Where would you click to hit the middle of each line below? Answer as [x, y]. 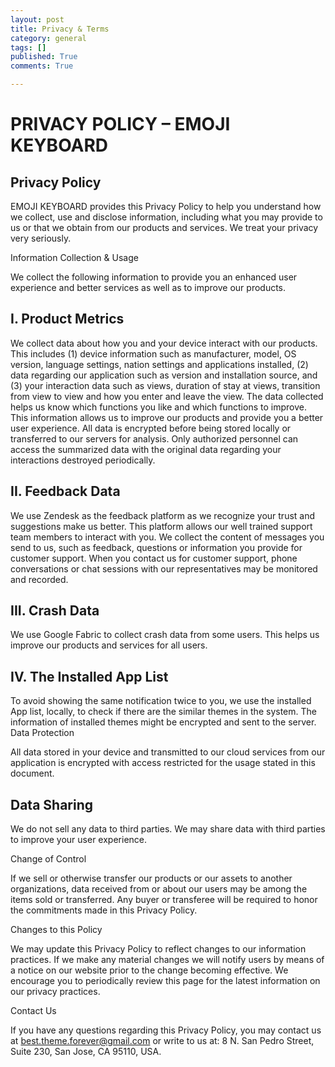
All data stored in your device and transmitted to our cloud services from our [168, 752]
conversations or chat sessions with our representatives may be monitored [164, 568]
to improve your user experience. [79, 840]
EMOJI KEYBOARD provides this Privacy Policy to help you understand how [166, 206]
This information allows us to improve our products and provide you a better [167, 417]
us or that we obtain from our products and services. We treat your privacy [164, 227]
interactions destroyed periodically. [83, 460]
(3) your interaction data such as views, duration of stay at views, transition [165, 385]
